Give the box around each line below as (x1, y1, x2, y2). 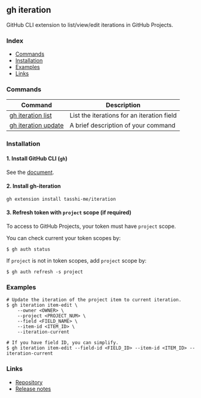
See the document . (6, 168, 54, 176)
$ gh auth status (6, 246, 51, 252)
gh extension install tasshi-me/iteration (6, 196, 116, 202)
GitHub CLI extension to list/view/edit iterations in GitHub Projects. (6, 21, 174, 28)
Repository (15, 378, 43, 386)
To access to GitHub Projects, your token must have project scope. (6, 222, 176, 230)
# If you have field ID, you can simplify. (6, 340, 119, 346)
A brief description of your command (69, 121, 176, 130)
